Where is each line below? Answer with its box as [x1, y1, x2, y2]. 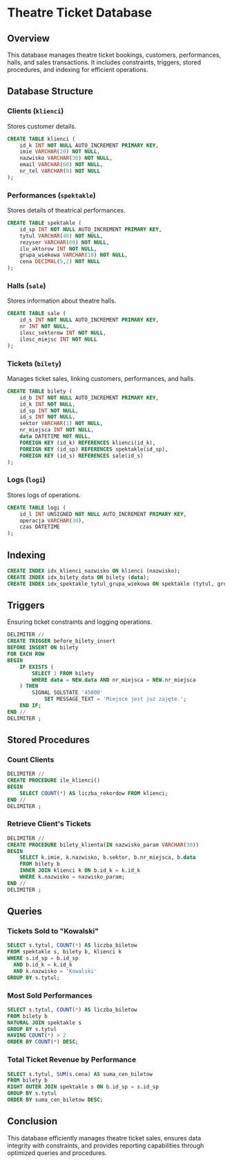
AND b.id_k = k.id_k [13, 961, 72, 969]
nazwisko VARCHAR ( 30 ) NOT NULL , [19, 154, 113, 162]
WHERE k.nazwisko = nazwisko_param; [19, 874, 126, 881]
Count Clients [7, 755, 55, 764]
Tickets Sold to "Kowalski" [7, 926, 99, 936]
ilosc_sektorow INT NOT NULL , [19, 330, 107, 337]
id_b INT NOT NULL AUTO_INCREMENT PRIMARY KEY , [19, 394, 159, 401]
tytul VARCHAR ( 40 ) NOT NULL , [19, 232, 104, 240]
